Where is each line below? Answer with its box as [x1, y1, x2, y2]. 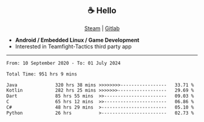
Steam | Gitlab [84, 24, 120, 32]
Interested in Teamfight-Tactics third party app [15, 42, 132, 50]
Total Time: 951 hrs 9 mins [6, 71, 78, 77]
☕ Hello [87, 5, 117, 16]
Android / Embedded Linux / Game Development [15, 36, 140, 43]
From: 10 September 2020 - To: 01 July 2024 [6, 60, 121, 66]
